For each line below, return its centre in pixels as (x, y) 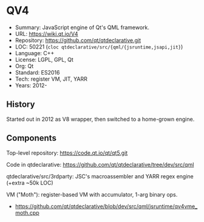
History (21, 105)
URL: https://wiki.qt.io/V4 (46, 33)
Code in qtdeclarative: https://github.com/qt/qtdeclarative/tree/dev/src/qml (100, 164)
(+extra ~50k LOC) (30, 183)
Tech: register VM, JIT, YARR (51, 79)
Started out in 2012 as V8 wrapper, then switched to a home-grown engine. (100, 119)
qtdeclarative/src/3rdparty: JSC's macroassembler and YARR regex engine (100, 176)
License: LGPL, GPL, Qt (44, 59)
